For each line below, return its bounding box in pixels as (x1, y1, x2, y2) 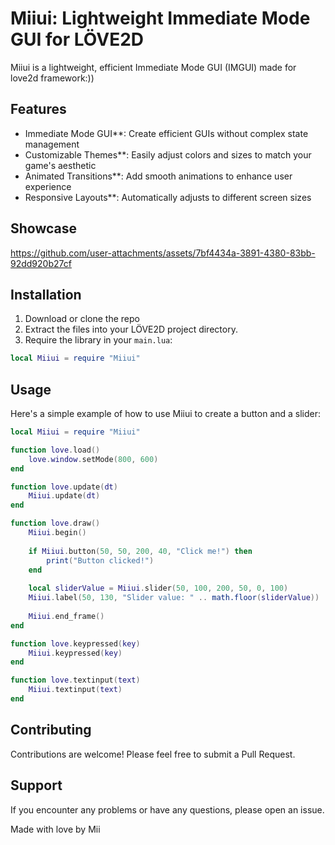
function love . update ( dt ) (10, 482, 118, 492)
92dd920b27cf (10, 257, 72, 269)
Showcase (10, 220, 78, 237)
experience (24, 180, 72, 192)
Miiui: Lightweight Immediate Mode (10, 7, 311, 30)
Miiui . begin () (28, 528, 87, 538)
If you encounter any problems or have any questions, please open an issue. (10, 803, 325, 816)
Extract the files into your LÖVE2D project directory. (24, 323, 238, 336)
